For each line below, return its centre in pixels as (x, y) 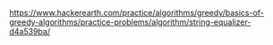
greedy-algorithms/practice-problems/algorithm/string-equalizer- (130, 22)
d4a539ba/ (30, 31)
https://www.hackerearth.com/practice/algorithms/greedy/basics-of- (136, 13)
